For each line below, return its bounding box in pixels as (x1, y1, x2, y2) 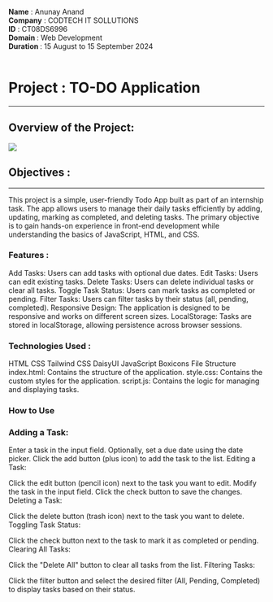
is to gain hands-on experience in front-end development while (8, 220, 220, 230)
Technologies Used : (8, 340, 91, 351)
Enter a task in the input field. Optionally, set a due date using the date (8, 445, 244, 455)
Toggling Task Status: (8, 520, 81, 530)
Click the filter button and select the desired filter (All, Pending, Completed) (8, 576, 261, 586)
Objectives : (8, 166, 71, 180)
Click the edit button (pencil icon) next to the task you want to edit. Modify (8, 478, 258, 488)
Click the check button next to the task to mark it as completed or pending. (8, 536, 259, 546)
